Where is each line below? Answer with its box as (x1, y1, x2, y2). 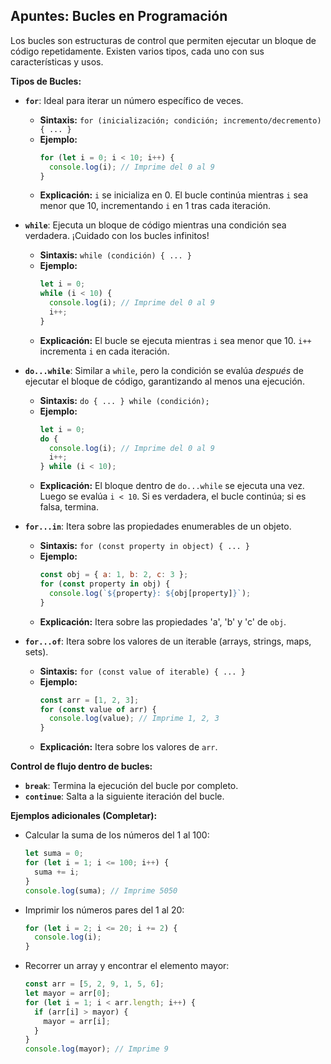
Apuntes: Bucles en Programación (10, 8, 228, 25)
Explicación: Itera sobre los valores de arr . (39, 741, 218, 753)
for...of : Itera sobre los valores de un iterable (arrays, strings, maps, (24, 635, 312, 647)
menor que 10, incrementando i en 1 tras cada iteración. (39, 200, 271, 212)
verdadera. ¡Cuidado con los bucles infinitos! (24, 230, 210, 242)
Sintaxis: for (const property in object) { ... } (39, 540, 251, 552)
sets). (24, 645, 49, 658)
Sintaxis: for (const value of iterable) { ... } (39, 665, 246, 677)
